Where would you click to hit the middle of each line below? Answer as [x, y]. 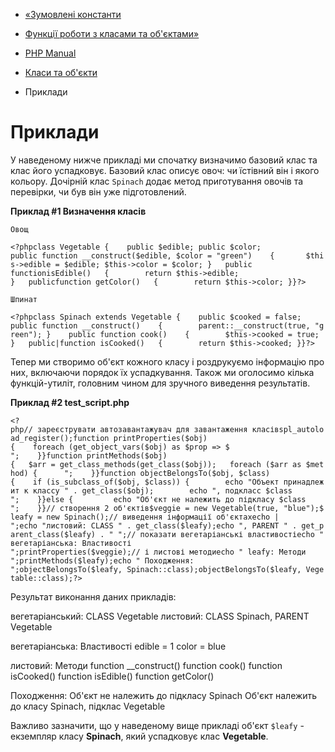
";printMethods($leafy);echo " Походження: [102, 560]
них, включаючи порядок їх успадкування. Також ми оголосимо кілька [162, 372]
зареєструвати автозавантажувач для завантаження [142, 429]
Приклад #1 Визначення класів [78, 211]
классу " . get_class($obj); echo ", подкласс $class [162, 490]
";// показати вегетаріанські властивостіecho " [221, 534]
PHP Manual [50, 53]
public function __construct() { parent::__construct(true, [160, 325]
